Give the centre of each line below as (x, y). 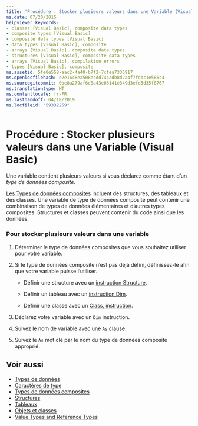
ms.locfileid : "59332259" (38, 105)
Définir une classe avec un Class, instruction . (78, 305)
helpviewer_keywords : (33, 22)
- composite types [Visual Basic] (49, 34)
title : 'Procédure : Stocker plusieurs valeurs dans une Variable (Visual (100, 12)
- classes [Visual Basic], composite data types (67, 28)
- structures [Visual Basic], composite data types (71, 56)
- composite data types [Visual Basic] (55, 39)
